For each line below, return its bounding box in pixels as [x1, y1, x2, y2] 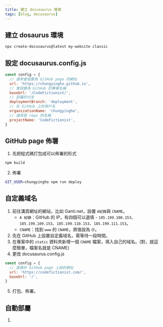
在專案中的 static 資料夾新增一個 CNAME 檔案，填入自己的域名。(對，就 [12, 239, 154, 245]
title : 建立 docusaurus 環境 [5, 7, 61, 12]
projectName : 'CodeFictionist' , [9, 118, 76, 123]
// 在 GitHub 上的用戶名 [9, 104, 56, 109]
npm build [5, 161, 25, 165]
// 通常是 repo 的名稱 [9, 113, 51, 118]
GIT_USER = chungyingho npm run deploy [5, 180, 82, 184]
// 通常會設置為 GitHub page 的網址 [9, 77, 77, 82]
